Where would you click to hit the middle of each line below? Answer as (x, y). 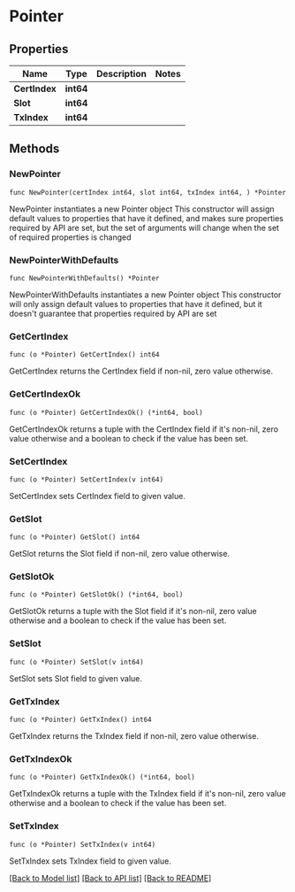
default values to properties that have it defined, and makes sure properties (147, 218)
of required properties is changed (70, 237)
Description (121, 74)
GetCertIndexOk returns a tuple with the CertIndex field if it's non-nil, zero (144, 429)
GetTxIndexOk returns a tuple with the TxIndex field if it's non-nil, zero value (147, 794)
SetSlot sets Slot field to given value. (76, 678)
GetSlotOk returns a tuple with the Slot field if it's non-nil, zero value (133, 611)
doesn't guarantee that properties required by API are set (113, 313)
